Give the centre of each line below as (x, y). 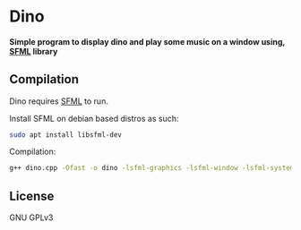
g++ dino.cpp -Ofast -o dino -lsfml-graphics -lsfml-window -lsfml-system (152, 168)
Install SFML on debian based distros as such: (94, 118)
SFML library (34, 51)
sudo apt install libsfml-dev (66, 135)
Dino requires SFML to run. (59, 101)
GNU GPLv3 (31, 217)
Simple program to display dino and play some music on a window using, (147, 41)
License (32, 196)
